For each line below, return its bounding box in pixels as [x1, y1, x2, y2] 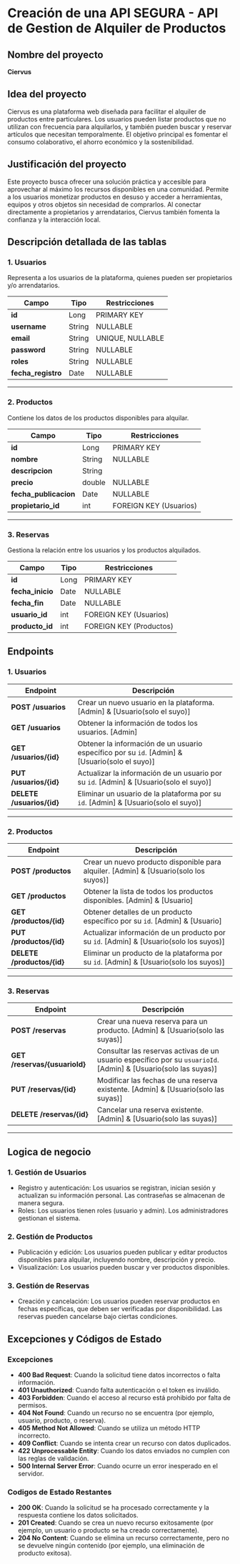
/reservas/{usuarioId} [11, 1060, 86, 1070]
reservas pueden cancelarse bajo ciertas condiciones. [17, 1313, 178, 1321]
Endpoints [7, 645, 54, 658]
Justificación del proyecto [7, 159, 127, 171]
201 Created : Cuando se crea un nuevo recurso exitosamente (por [17, 1518, 214, 1527]
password [11, 345, 46, 355]
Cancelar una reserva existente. [96, 1105, 204, 1115]
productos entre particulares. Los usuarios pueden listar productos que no [7, 114, 226, 123]
